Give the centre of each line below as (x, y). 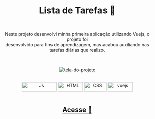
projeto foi (77, 39)
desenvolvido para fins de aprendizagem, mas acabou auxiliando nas (77, 44)
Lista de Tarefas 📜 (77, 10)
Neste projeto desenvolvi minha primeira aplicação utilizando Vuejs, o (77, 34)
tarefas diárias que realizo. (77, 50)
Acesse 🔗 (77, 110)
